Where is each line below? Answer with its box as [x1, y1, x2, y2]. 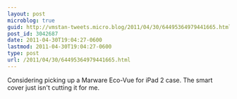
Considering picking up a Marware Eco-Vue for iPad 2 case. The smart [7, 76, 213, 84]
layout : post [7, 10, 46, 18]
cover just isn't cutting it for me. [7, 83, 100, 92]
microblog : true [7, 17, 55, 24]
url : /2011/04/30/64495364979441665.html [7, 57, 131, 64]
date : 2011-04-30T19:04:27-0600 [7, 37, 102, 44]
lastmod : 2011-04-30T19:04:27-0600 [7, 43, 112, 50]
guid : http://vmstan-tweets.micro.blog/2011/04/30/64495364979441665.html [7, 23, 232, 30]
